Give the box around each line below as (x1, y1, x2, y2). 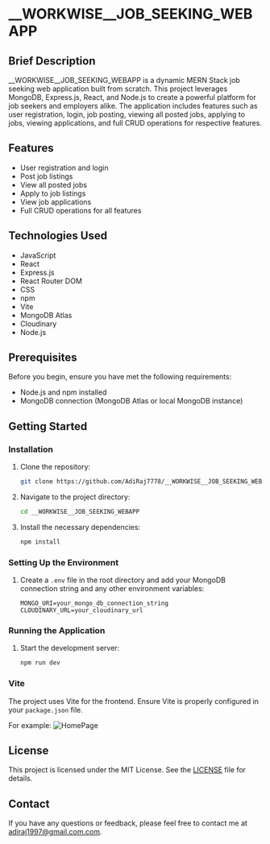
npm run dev (19, 659, 60, 667)
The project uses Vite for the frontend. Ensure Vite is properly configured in (8, 696, 260, 705)
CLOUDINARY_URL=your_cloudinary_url (19, 606, 143, 614)
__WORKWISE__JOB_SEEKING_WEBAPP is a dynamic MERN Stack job (8, 76, 240, 85)
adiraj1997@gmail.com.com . (8, 827, 102, 837)
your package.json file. (8, 705, 83, 714)
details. (8, 774, 33, 784)
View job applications (19, 197, 92, 206)
